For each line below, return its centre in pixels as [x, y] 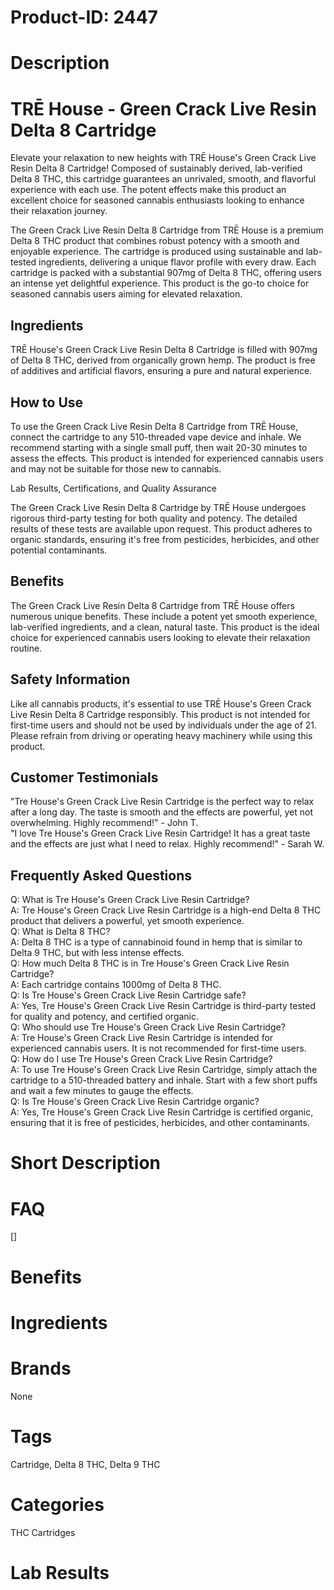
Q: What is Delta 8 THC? [60, 932]
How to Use [47, 402]
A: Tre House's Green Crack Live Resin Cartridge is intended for [142, 1038]
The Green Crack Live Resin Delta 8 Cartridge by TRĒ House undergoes [158, 507]
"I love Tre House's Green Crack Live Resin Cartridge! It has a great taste [160, 833]
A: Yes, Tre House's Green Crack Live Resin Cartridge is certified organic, [162, 1112]
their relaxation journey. [59, 211]
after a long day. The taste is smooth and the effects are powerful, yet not [162, 812]
